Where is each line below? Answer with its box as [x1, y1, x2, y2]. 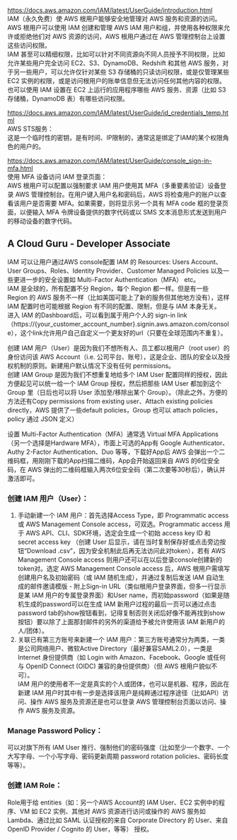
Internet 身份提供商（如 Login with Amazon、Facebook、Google [17, 653, 206, 662]
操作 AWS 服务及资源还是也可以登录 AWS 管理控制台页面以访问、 [30, 697, 221, 706]
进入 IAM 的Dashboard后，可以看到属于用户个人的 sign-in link [7, 310, 187, 319]
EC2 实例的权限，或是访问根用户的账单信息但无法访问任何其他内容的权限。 [7, 77, 226, 84]
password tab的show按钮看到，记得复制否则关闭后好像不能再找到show [17, 609, 225, 617]
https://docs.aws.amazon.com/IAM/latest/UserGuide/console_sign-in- [7, 156, 212, 165]
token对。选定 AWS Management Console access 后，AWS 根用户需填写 [17, 564, 231, 573]
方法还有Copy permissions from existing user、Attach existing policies [7, 397, 214, 405]
